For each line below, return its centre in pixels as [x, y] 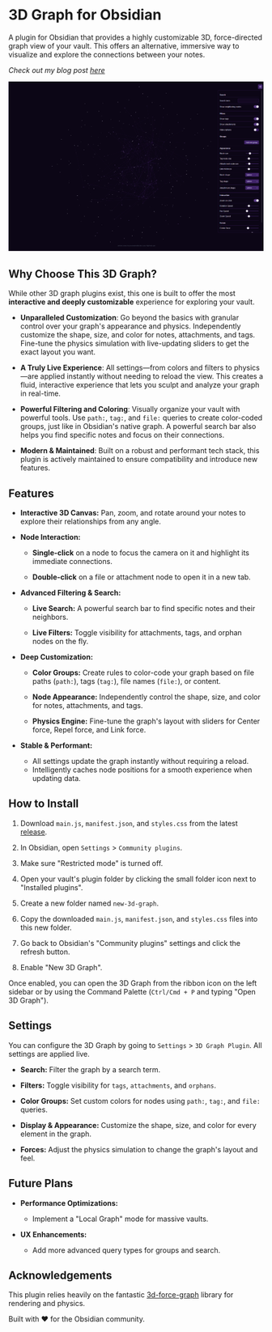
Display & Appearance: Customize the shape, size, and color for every [138, 1125]
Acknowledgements [60, 1275]
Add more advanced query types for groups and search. [126, 1250]
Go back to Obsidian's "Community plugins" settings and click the [130, 943]
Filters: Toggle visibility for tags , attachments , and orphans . [118, 1085]
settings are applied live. [49, 1054]
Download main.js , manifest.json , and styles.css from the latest [129, 823]
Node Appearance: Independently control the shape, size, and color [146, 697]
